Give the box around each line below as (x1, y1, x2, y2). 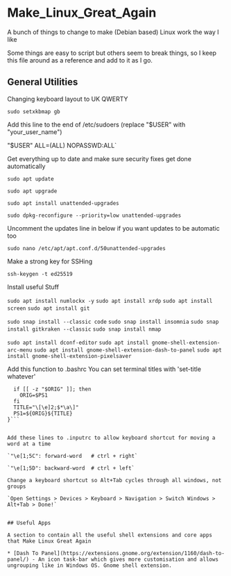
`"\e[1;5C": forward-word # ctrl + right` (7, 452, 138, 459)
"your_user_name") (7, 127, 62, 136)
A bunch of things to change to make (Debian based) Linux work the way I (7, 28, 220, 36)
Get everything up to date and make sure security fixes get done (7, 154, 192, 163)
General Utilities (7, 76, 78, 88)
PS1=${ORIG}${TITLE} (13, 410, 73, 417)
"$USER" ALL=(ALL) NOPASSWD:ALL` (7, 141, 117, 149)
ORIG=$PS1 (19, 391, 49, 399)
